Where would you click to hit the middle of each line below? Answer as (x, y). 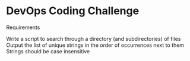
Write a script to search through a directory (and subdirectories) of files (94, 38)
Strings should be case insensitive (48, 51)
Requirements (23, 27)
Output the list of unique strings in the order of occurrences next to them (95, 45)
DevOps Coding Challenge (73, 11)
